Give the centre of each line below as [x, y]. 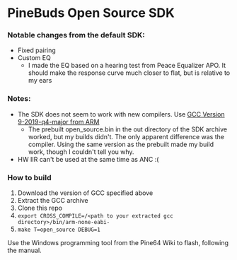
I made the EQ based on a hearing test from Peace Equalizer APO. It [127, 66]
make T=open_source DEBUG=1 [59, 230]
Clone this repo [40, 208]
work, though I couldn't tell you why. [81, 152]
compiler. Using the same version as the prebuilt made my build [121, 144]
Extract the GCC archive [53, 201]
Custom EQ [34, 58]
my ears [40, 81]
